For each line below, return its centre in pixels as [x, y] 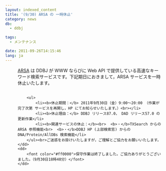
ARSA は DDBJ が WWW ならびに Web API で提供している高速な [84, 70]
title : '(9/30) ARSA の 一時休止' [39, 14]
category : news [21, 19]
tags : [11, 37]
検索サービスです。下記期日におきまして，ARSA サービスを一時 [96, 77]
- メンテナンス [23, 42]
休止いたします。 [35, 83]
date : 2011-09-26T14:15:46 [33, 51]
